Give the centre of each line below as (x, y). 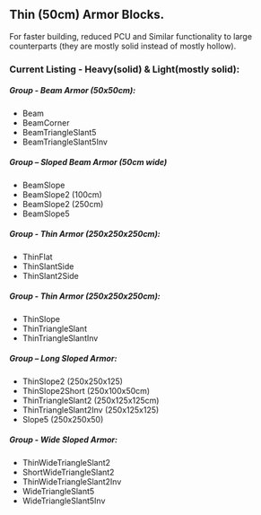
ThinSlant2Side (50, 275)
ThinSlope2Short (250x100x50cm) (86, 390)
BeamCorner (46, 122)
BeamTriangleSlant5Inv (65, 142)
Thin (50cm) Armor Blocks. (87, 15)
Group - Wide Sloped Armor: (64, 440)
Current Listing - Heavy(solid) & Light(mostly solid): (125, 69)
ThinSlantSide (48, 266)
